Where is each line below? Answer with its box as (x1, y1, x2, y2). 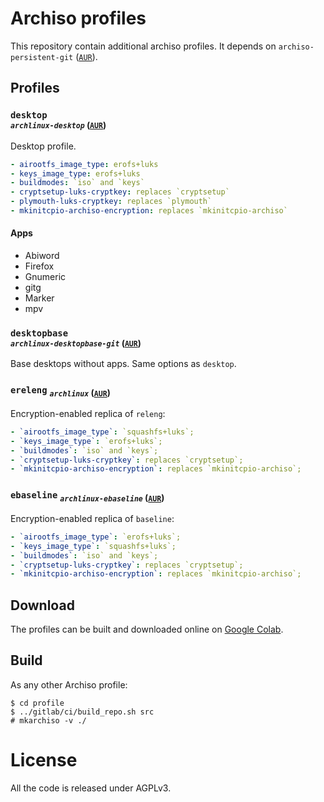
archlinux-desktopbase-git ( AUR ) (10, 338, 142, 349)
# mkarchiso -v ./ (10, 715, 87, 726)
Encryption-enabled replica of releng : (10, 407, 166, 419)
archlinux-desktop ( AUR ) (10, 120, 107, 131)
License (10, 749, 78, 772)
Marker (24, 292, 55, 304)
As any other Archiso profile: (10, 678, 128, 691)
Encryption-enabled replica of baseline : (10, 512, 175, 524)
